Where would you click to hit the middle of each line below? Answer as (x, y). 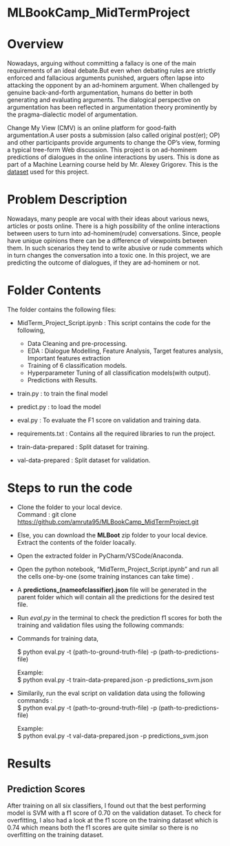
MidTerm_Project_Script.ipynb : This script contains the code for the (114, 323)
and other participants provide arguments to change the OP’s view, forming (114, 143)
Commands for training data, (57, 638)
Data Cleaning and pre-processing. (77, 343)
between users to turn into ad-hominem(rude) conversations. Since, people (114, 234)
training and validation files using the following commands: (101, 625)
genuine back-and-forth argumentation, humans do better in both (100, 93)
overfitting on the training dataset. (55, 834)
